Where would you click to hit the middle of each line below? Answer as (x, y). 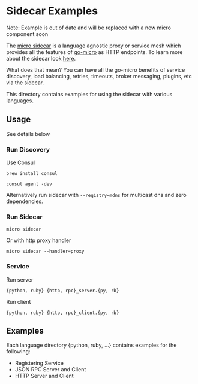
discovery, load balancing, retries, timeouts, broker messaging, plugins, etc (99, 76)
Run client (19, 301)
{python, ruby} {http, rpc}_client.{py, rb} (63, 313)
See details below (28, 134)
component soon (27, 34)
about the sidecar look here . (41, 58)
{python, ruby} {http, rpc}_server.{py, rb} (63, 291)
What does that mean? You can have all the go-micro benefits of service (96, 69)
